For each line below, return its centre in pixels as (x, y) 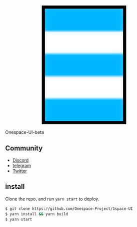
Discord (20, 160)
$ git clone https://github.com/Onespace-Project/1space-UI (69, 209)
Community (24, 148)
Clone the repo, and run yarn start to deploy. (52, 199)
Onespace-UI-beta (24, 132)
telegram (21, 165)
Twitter (20, 171)
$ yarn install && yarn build (37, 214)
